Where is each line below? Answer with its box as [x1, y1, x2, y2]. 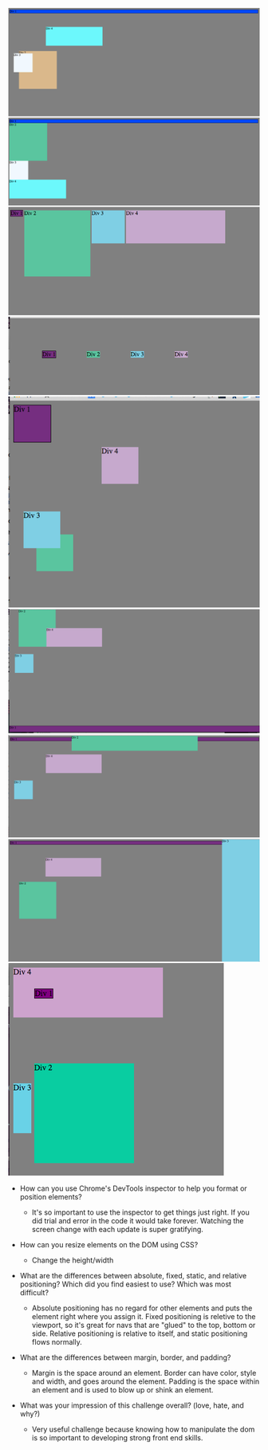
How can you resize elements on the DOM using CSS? [19, 1240, 199, 1250]
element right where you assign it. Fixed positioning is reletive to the [31, 1312, 256, 1322]
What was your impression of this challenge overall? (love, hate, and [19, 1401, 245, 1410]
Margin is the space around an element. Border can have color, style [31, 1369, 257, 1378]
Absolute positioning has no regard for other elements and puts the [31, 1303, 253, 1313]
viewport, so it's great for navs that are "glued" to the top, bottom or [31, 1321, 256, 1330]
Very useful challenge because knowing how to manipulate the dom [31, 1424, 255, 1434]
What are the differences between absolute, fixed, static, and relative [19, 1271, 247, 1281]
